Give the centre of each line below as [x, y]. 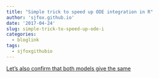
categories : [21, 34]
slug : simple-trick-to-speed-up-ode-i [55, 29]
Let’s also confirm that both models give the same [69, 68]
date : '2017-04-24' [31, 23]
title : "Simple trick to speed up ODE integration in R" [80, 12]
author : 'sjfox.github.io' [40, 18]
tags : [13, 46]
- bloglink [25, 40]
